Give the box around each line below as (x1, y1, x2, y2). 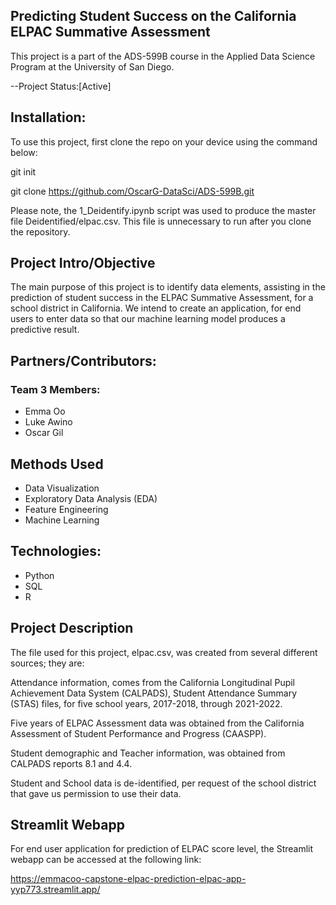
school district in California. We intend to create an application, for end (10, 302, 302, 314)
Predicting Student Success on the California (10, 8, 297, 25)
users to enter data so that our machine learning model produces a (10, 313, 286, 325)
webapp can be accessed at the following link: (10, 854, 202, 866)
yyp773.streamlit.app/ (10, 884, 101, 896)
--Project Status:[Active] (10, 80, 112, 92)
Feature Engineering (24, 503, 109, 515)
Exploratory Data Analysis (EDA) (24, 492, 158, 504)
